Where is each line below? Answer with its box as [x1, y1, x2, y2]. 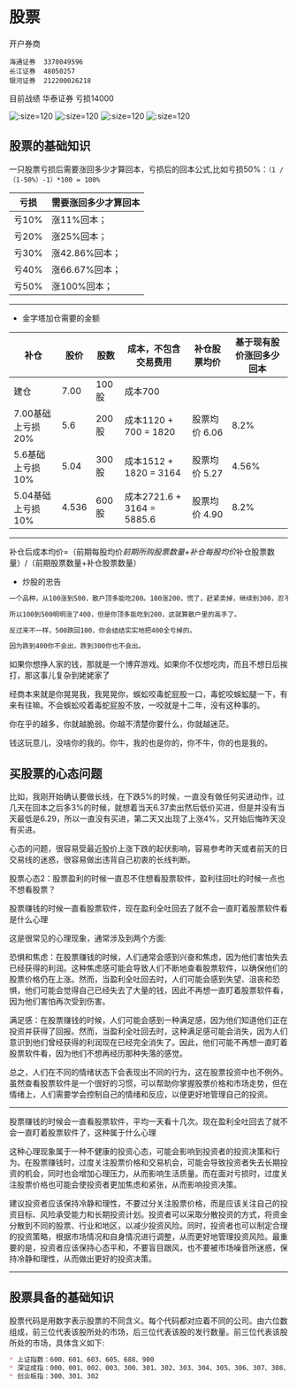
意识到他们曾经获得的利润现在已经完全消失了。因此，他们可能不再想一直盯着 [9, 1037, 288, 1048]
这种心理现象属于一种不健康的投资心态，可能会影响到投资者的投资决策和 [9, 1146, 272, 1157]
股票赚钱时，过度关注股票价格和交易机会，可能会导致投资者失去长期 [32, 1157, 280, 1168]
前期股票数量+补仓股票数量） [34, 557, 141, 568]
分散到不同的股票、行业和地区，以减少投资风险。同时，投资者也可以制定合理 [9, 1221, 288, 1231]
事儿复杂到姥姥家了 [39, 670, 110, 681]
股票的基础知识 [9, 138, 91, 154]
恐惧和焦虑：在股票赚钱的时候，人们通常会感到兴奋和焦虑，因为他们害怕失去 [9, 952, 288, 963]
